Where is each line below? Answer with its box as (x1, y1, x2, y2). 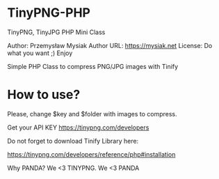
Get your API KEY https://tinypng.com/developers (7, 123, 149, 132)
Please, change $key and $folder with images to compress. (7, 109, 177, 118)
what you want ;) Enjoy (7, 49, 73, 57)
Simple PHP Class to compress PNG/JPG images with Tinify (7, 62, 179, 70)
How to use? (7, 87, 81, 102)
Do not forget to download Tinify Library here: (7, 137, 139, 145)
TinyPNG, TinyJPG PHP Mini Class (7, 28, 106, 36)
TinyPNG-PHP (7, 5, 90, 21)
